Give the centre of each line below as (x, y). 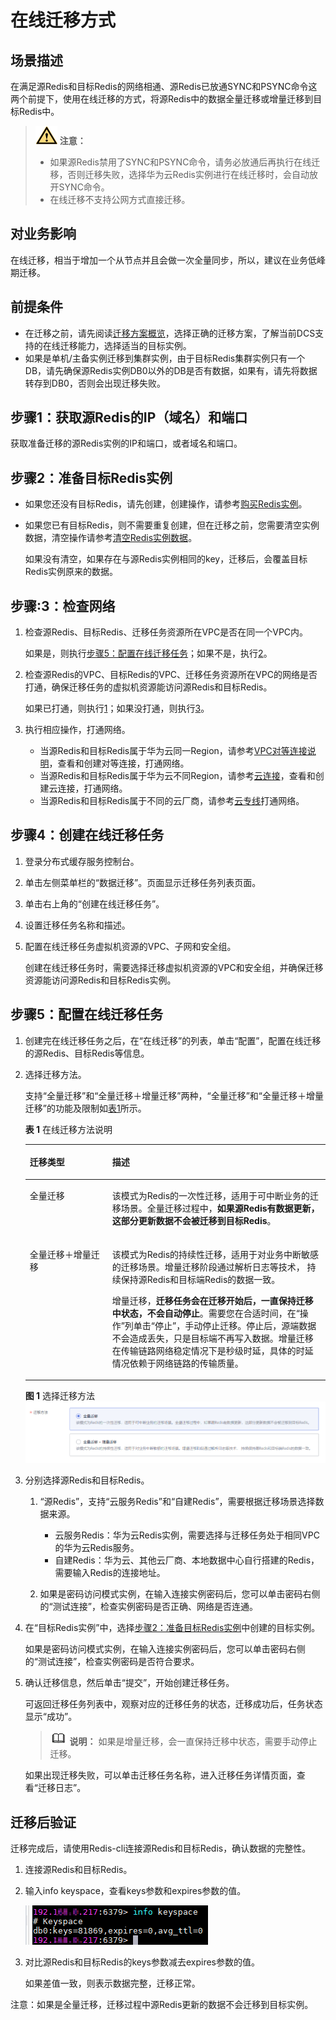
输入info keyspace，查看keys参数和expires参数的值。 (135, 1891)
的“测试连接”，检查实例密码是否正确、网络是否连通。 (148, 1607)
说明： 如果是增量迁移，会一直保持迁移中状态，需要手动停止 (193, 1742)
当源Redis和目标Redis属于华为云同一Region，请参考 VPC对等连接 (173, 751)
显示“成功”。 (51, 1717)
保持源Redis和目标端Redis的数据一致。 (200, 1279)
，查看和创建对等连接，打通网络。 (119, 763)
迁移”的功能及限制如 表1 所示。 (85, 1108)
